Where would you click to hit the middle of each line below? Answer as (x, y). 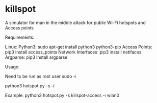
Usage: (12, 67)
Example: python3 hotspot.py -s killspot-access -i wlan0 (62, 95)
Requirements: (20, 37)
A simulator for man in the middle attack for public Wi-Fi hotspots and (76, 23)
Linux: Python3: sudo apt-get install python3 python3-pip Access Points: (79, 47)
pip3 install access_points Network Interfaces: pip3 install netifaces (73, 52)
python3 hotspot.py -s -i (30, 86)
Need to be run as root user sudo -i (41, 76)
